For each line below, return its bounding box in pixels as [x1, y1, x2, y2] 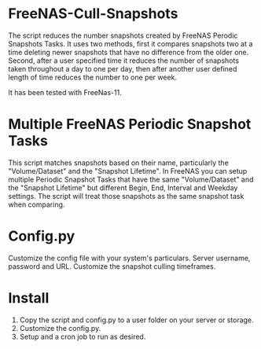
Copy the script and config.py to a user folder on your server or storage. [19, 315, 254, 325]
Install [8, 289, 50, 307]
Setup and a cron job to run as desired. [19, 332, 146, 341]
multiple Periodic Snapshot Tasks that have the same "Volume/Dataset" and [8, 174, 254, 184]
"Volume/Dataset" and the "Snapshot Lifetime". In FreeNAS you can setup [8, 166, 248, 175]
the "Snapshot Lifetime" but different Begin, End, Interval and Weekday [8, 182, 238, 193]
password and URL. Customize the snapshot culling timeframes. [8, 261, 216, 271]
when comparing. [8, 200, 65, 209]
